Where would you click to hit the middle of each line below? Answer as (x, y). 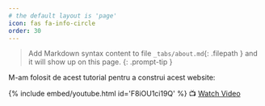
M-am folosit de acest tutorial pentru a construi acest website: (112, 78)
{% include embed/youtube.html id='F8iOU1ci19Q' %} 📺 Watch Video (124, 94)
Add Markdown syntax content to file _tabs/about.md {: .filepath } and (143, 54)
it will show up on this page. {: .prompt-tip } (100, 62)
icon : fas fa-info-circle (52, 23)
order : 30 (25, 31)
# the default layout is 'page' (63, 16)
